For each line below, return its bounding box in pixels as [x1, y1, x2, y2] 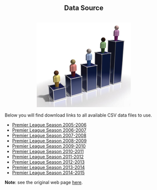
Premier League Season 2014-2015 [12, 169, 85, 175]
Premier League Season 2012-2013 [12, 159, 85, 165]
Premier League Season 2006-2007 [12, 127, 86, 133]
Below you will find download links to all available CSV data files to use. [5, 112, 152, 118]
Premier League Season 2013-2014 [12, 164, 85, 170]
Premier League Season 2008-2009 [12, 137, 87, 143]
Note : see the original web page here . [5, 179, 83, 185]
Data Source [64, 4, 104, 12]
